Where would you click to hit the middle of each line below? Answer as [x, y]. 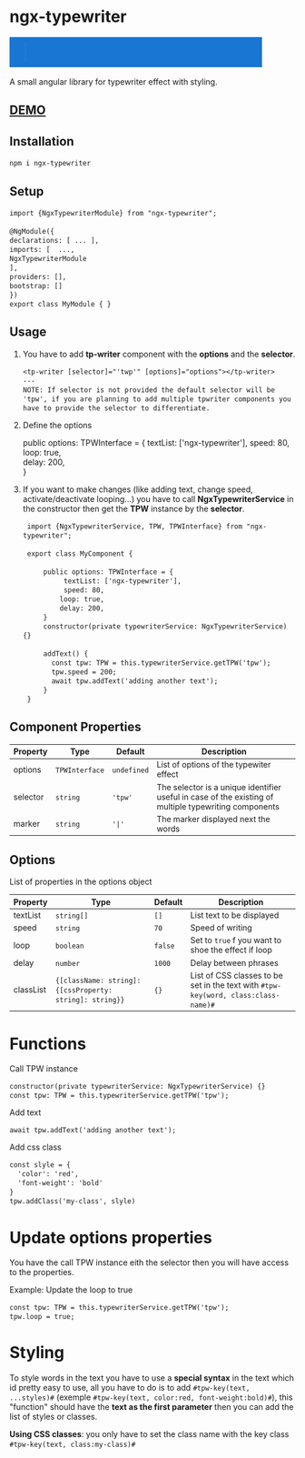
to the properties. [42, 1272]
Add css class [35, 1147]
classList [30, 990]
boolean [70, 946]
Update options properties [111, 1237]
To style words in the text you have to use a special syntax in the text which [152, 1378]
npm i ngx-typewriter [50, 164]
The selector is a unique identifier [219, 787]
